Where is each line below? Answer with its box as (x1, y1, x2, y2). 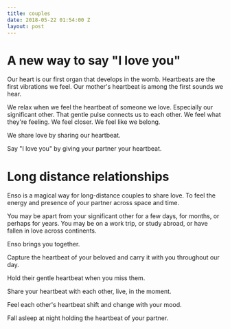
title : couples (7, 10, 51, 17)
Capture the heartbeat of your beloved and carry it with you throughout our (7, 253, 220, 262)
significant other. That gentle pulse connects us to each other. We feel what (7, 111, 221, 119)
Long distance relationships (7, 169, 170, 184)
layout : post (7, 23, 45, 30)
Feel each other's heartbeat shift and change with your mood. (7, 301, 182, 309)
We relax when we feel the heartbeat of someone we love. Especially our (7, 103, 214, 112)
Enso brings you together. (7, 240, 80, 248)
